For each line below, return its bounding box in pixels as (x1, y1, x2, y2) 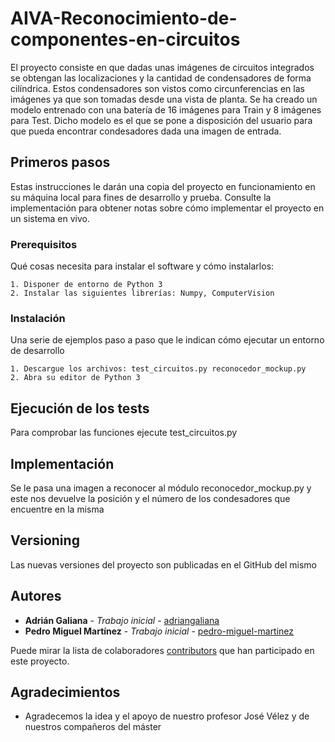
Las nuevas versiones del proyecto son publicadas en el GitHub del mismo (10, 558, 318, 571)
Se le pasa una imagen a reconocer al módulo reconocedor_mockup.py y (10, 482, 312, 494)
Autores (10, 588, 62, 605)
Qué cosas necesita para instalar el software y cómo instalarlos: (10, 260, 275, 272)
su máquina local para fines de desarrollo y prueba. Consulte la (10, 191, 272, 203)
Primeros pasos (10, 154, 111, 171)
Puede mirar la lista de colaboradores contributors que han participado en (10, 644, 315, 656)
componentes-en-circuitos (10, 28, 241, 51)
